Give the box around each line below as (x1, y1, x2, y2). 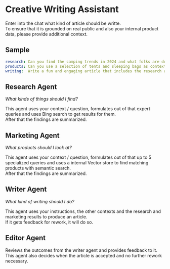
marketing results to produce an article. (5, 213, 88, 219)
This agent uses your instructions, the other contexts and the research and (5, 208, 161, 214)
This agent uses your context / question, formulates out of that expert (5, 106, 151, 112)
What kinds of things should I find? (5, 96, 78, 102)
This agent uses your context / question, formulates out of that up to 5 (5, 154, 152, 160)
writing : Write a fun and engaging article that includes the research (5, 68, 162, 74)
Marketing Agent (5, 131, 60, 140)
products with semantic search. (5, 165, 71, 171)
